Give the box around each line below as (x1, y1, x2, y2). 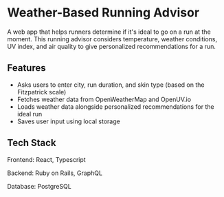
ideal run (16, 110, 43, 118)
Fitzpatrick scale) (16, 87, 67, 96)
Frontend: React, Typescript (7, 155, 86, 163)
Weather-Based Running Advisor (7, 5, 200, 21)
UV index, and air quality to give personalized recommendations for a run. (7, 42, 216, 50)
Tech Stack (7, 137, 56, 149)
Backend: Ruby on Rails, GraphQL (7, 169, 103, 177)
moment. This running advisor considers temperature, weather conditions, (7, 34, 218, 43)
